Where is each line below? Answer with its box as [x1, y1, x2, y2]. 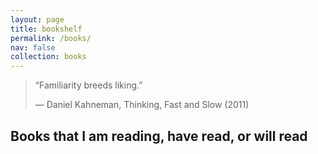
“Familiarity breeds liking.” [34, 79, 143, 91]
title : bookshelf [10, 24, 83, 34]
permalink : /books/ [10, 33, 92, 43]
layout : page [10, 14, 65, 25]
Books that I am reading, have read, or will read [10, 127, 308, 145]
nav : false [10, 42, 56, 53]
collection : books [10, 52, 87, 62]
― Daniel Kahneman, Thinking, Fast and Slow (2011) [34, 99, 250, 111]
